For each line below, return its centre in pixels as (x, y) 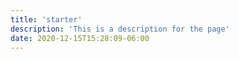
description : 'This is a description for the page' (120, 29)
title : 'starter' (46, 19)
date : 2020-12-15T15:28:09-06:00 (80, 38)
